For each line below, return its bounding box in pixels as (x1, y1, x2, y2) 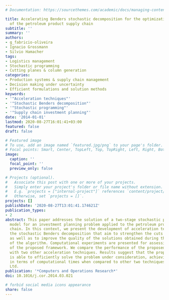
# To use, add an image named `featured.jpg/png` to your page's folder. (5, 142, 163, 147)
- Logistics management (5, 58, 55, 63)
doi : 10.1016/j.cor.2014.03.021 (5, 273, 73, 278)
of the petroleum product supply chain (10, 21, 94, 26)
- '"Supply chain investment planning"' (5, 110, 92, 115)
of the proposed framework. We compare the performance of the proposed (10, 245, 165, 250)
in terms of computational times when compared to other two (10, 259, 141, 264)
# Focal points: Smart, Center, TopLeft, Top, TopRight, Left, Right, (5, 147, 156, 153)
